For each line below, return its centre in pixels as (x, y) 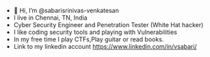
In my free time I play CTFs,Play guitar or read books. (89, 39)
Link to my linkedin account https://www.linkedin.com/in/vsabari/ (105, 46)
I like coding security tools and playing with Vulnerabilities (95, 32)
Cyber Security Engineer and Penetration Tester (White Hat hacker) (108, 25)
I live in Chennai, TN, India (50, 18)
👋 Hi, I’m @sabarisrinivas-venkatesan (66, 11)
